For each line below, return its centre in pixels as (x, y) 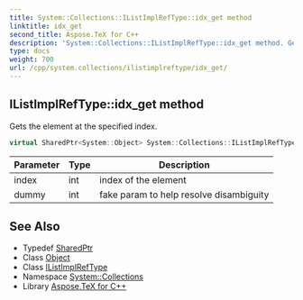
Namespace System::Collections (83, 277)
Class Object (46, 258)
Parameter (37, 165)
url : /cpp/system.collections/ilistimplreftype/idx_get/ (119, 68)
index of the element (142, 179)
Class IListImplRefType (65, 268)
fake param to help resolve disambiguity (184, 195)
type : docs (30, 51)
